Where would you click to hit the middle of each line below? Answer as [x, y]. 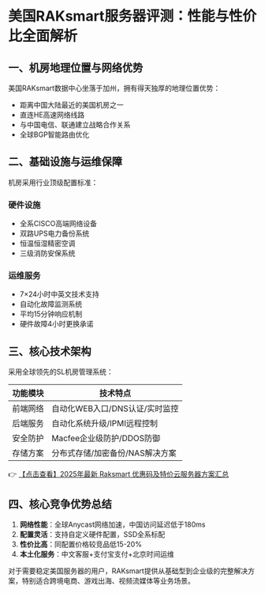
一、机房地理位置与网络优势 [76, 68]
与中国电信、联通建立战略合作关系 [75, 125]
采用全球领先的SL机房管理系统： [61, 372]
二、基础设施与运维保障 [65, 162]
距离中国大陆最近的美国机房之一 [71, 105]
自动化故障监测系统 [51, 304]
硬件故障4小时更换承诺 [56, 324]
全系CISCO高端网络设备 [58, 224]
